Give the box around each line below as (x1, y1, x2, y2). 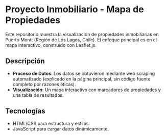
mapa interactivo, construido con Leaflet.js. (5, 42, 97, 48)
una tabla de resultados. (12, 92, 64, 98)
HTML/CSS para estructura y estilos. (12, 120, 90, 126)
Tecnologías (5, 107, 45, 116)
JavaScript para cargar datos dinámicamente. (12, 126, 109, 132)
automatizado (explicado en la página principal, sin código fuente (12, 75, 151, 82)
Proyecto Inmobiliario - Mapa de (5, 4, 144, 15)
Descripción (5, 57, 45, 66)
